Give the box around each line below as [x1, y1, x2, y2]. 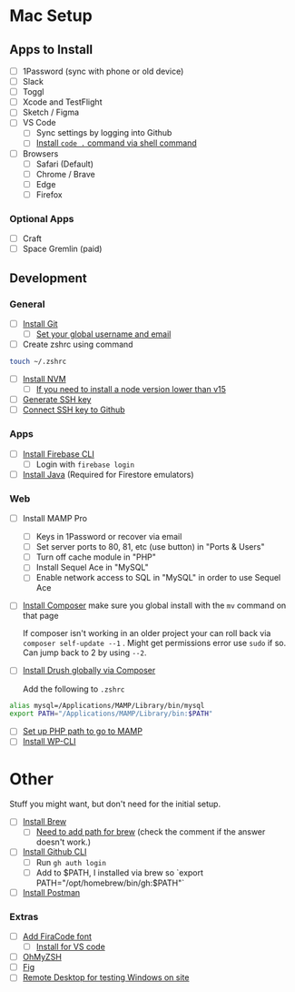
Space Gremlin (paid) [22, 243, 103, 255]
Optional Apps [9, 212, 74, 225]
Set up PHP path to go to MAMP [22, 725, 143, 737]
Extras [9, 910, 39, 923]
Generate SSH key [22, 394, 92, 405]
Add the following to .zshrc [22, 683, 125, 694]
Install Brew [22, 816, 66, 827]
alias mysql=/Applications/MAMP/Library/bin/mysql [9, 701, 205, 710]
